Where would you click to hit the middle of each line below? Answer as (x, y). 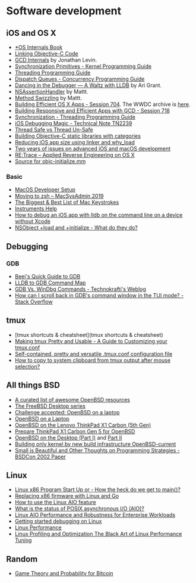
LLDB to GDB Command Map (50, 283)
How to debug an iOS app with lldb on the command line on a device (99, 215)
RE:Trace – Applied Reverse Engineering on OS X (75, 155)
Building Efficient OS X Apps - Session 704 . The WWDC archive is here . (102, 104)
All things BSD (33, 385)
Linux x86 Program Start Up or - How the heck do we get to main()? (98, 489)
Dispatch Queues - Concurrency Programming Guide (80, 79)
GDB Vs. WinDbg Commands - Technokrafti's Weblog (80, 289)
